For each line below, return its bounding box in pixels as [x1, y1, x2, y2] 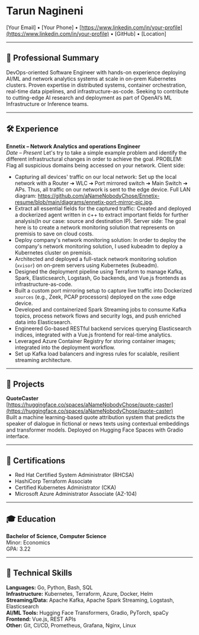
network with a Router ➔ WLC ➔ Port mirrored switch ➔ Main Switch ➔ [14, 180, 188, 187]
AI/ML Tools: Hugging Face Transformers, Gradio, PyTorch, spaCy [6, 609, 169, 616]
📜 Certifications [6, 455, 66, 466]
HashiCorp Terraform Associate [14, 477, 93, 485]
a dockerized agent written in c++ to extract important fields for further [14, 211, 189, 218]
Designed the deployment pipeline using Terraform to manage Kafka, [14, 268, 184, 275]
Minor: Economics [6, 539, 50, 546]
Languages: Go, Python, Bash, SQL [6, 584, 93, 591]
